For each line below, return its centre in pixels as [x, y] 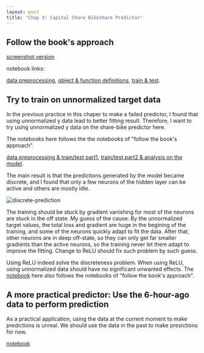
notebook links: [26, 69]
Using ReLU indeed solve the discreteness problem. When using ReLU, [95, 263]
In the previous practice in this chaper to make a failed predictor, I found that [102, 114]
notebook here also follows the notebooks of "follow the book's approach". [100, 276]
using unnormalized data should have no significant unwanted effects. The [100, 269]
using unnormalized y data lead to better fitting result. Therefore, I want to [99, 121]
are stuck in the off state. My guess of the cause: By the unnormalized [94, 218]
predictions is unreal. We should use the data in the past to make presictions [102, 325]
